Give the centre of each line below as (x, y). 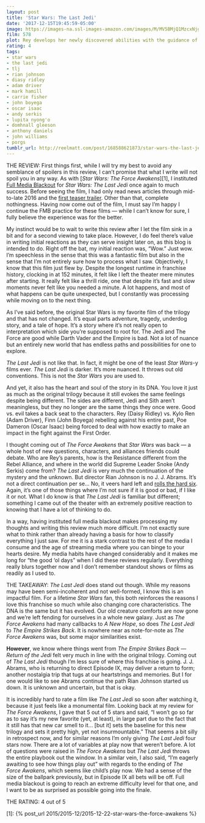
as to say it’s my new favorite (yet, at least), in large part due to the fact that (101, 718)
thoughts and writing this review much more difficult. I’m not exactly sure (98, 527)
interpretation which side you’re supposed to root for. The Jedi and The (96, 331)
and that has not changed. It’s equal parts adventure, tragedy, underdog (97, 318)
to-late (15, 198)
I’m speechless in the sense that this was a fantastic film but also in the (95, 255)
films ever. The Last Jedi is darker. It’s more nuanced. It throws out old (95, 369)
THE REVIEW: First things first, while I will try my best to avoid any (89, 165)
